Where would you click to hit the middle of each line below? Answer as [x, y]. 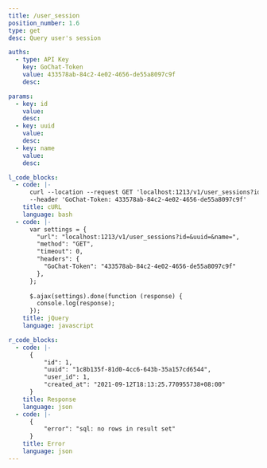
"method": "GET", [65, 244]
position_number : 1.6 [44, 23]
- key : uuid [35, 126]
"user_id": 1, [67, 377]
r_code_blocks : [33, 340]
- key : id [31, 104]
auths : [19, 53]
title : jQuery [46, 319]
